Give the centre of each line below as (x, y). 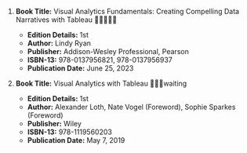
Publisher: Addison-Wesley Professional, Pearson (108, 51)
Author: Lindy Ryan (59, 43)
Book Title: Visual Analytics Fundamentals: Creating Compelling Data (127, 11)
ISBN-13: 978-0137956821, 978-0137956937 (100, 60)
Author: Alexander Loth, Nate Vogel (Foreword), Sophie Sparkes (131, 107)
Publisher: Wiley (54, 124)
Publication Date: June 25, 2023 (80, 68)
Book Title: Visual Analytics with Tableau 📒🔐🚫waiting (101, 83)
